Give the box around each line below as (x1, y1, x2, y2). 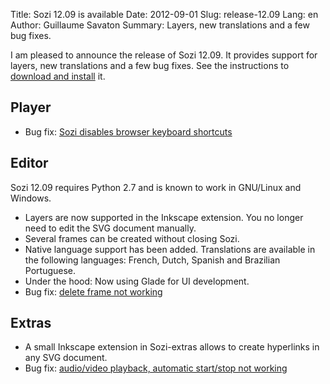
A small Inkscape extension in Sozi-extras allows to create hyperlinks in (24, 341, 320, 353)
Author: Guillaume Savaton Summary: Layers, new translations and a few (10, 19, 310, 31)
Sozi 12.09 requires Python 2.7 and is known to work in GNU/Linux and (10, 181, 302, 193)
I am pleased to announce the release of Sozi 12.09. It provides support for (10, 49, 318, 61)
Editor (10, 155, 49, 172)
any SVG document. (24, 352, 108, 364)
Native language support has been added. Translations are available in (24, 243, 316, 255)
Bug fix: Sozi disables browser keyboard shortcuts (24, 125, 233, 138)
